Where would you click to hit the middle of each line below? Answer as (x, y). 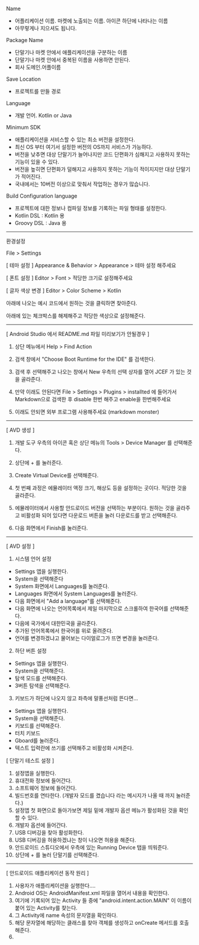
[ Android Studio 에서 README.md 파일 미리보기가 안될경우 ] (78, 334)
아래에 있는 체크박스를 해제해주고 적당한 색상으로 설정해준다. (76, 316)
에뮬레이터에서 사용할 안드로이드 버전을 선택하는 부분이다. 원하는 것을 (94, 508)
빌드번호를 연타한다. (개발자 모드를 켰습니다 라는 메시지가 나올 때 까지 (94, 795)
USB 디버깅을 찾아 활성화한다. (49, 833)
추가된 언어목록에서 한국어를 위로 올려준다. (64, 631)
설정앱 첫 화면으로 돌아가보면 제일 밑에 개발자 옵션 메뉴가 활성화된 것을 (96, 810)
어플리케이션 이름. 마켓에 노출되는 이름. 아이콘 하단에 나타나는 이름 (91, 21)
